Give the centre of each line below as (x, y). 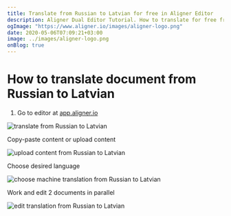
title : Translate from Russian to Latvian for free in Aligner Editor (110, 13)
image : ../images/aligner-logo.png (58, 39)
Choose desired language (44, 166)
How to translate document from (102, 79)
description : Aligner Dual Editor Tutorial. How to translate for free (112, 20)
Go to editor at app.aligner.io (57, 112)
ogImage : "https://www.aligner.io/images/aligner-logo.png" (95, 26)
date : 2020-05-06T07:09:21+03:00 (55, 33)
